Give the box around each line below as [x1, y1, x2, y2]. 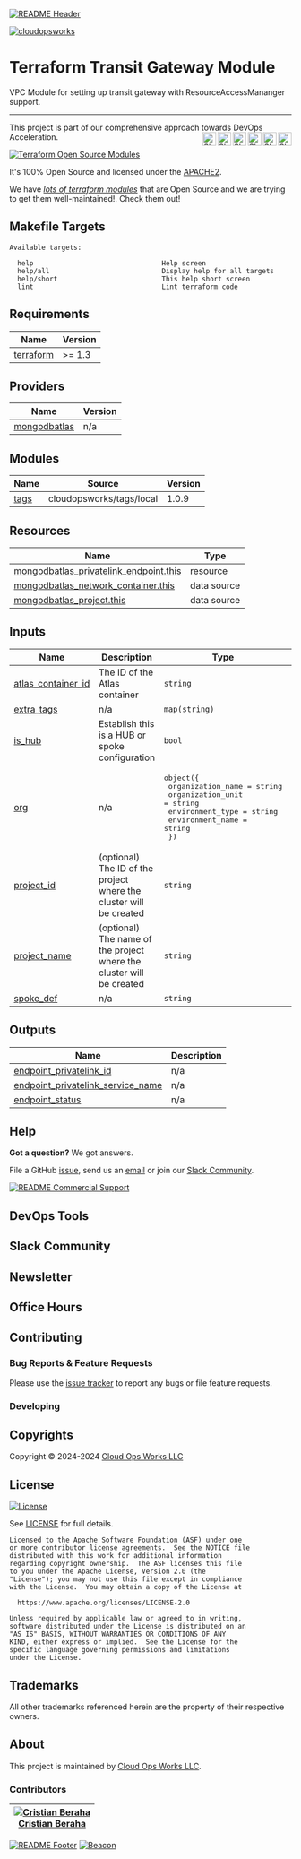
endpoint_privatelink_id [13, 1064, 112, 1076]
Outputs [9, 1023, 56, 1038]
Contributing [9, 1330, 82, 1345]
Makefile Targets [9, 220, 106, 235]
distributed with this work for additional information [9, 1552, 222, 1561]
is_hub [13, 734, 42, 747]
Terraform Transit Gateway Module [9, 57, 276, 78]
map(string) [163, 704, 215, 714]
